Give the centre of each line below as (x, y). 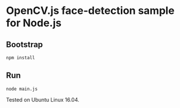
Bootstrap (25, 44)
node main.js (22, 89)
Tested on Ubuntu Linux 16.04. (43, 99)
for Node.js (34, 23)
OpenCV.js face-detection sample (90, 11)
